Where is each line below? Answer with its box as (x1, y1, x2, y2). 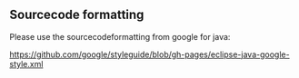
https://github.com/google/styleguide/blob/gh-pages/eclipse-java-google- (9, 49, 290, 60)
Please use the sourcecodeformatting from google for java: (9, 31, 231, 42)
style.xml (9, 58, 44, 69)
